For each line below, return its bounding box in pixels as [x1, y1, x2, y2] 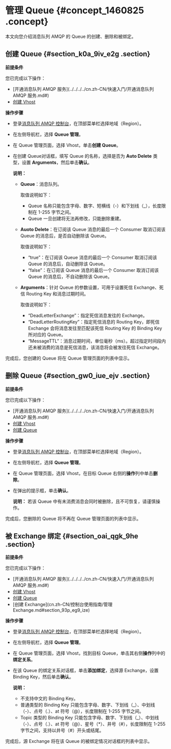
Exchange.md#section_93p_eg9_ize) [12, 607, 90, 613]
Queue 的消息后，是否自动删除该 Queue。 [20, 233, 109, 239]
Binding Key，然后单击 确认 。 [12, 674, 74, 680]
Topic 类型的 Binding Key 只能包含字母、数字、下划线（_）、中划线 [20, 715, 159, 721]
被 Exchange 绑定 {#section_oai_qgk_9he [5, 532, 139, 540]
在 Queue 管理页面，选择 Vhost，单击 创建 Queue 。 [12, 142, 121, 148]
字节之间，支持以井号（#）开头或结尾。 [20, 728, 104, 734]
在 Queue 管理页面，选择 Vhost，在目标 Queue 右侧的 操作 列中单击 [12, 470, 153, 476]
